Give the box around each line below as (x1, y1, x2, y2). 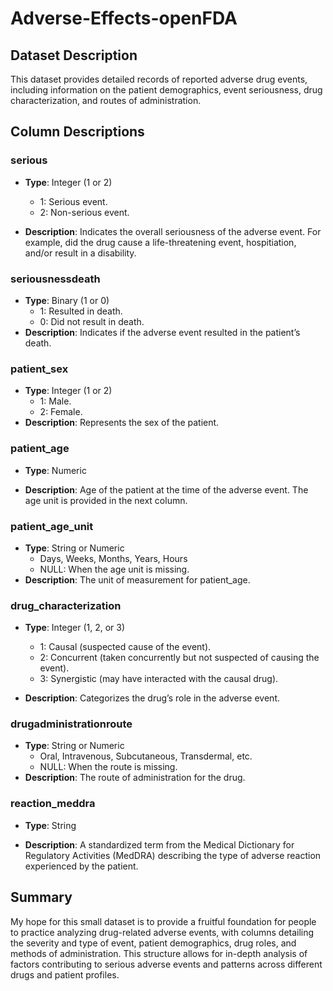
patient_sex (10, 362, 69, 376)
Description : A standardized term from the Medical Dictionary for (24, 838, 295, 851)
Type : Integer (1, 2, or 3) (24, 622, 126, 634)
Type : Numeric (24, 464, 87, 476)
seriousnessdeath (10, 272, 101, 286)
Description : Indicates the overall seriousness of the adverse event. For (24, 225, 322, 237)
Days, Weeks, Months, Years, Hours (39, 552, 188, 564)
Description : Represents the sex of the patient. (24, 417, 220, 429)
